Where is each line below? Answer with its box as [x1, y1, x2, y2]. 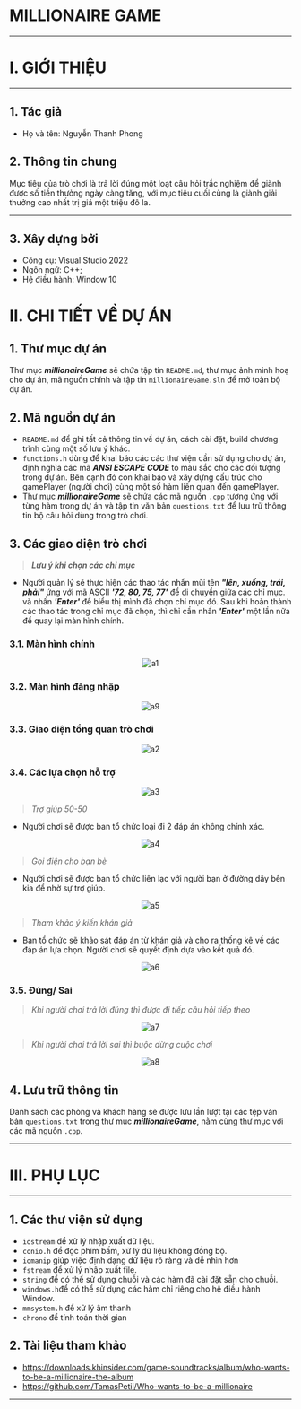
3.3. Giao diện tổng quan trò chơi [9, 723, 154, 735]
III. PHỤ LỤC [9, 1165, 100, 1186]
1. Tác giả [9, 104, 63, 119]
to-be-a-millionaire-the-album [21, 1371, 134, 1382]
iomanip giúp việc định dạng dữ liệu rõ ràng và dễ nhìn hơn [21, 1255, 239, 1265]
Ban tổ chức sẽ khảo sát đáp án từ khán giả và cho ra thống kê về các [21, 935, 280, 946]
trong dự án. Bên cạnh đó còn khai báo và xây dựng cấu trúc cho [21, 472, 262, 483]
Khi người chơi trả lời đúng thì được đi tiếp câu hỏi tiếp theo [30, 1005, 251, 1015]
